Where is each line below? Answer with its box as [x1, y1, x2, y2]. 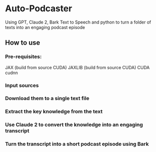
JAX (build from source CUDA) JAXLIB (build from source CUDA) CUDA [5, 64, 150, 70]
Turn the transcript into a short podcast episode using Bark [5, 141, 149, 148]
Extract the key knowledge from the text [5, 108, 103, 115]
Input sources [5, 82, 39, 89]
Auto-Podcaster [5, 3, 73, 14]
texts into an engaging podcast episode [5, 24, 85, 30]
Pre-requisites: [5, 53, 42, 60]
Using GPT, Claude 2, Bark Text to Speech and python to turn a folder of [5, 19, 151, 25]
